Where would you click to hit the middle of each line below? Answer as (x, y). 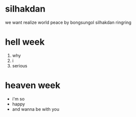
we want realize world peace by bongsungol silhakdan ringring (68, 22)
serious (20, 66)
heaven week (33, 85)
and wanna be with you (36, 109)
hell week (25, 42)
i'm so (18, 99)
